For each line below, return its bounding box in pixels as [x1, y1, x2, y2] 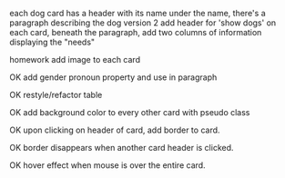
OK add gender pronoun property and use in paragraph [9, 72, 218, 83]
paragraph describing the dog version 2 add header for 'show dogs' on [9, 17, 277, 28]
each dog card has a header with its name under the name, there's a [9, 8, 266, 18]
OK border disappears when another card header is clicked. [9, 143, 234, 153]
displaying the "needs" [9, 36, 96, 47]
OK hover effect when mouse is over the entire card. [9, 160, 207, 171]
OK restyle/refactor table [9, 90, 103, 100]
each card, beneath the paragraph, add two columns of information [9, 27, 262, 37]
